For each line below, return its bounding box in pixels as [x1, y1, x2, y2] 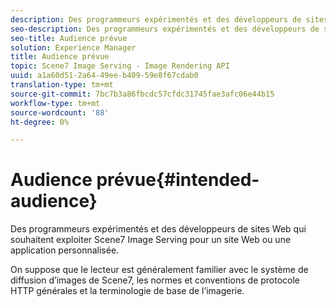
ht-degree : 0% [10, 117, 70, 127]
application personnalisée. [10, 244, 120, 256]
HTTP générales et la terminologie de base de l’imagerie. [10, 285, 245, 297]
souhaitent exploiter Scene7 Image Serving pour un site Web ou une [10, 234, 292, 246]
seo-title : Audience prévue [10, 33, 128, 43]
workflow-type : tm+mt [10, 98, 101, 108]
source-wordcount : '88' [10, 107, 110, 118]
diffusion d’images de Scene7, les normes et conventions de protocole [10, 274, 301, 286]
